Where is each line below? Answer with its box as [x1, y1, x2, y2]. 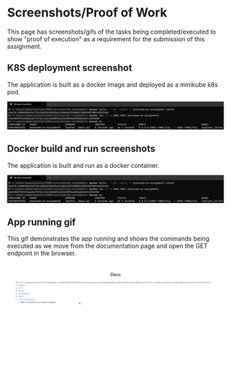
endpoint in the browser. [7, 249, 76, 257]
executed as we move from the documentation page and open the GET [7, 242, 208, 250]
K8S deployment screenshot [7, 62, 133, 74]
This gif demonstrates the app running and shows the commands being [7, 235, 210, 243]
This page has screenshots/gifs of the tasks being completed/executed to [7, 28, 217, 36]
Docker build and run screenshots [7, 143, 156, 155]
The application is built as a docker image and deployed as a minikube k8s [7, 80, 219, 89]
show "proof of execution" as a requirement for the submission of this [7, 34, 205, 43]
